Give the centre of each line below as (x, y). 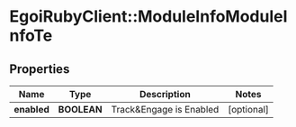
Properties (40, 69)
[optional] (249, 109)
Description (165, 94)
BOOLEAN (80, 109)
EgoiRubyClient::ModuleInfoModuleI (148, 17)
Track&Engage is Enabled (165, 109)
